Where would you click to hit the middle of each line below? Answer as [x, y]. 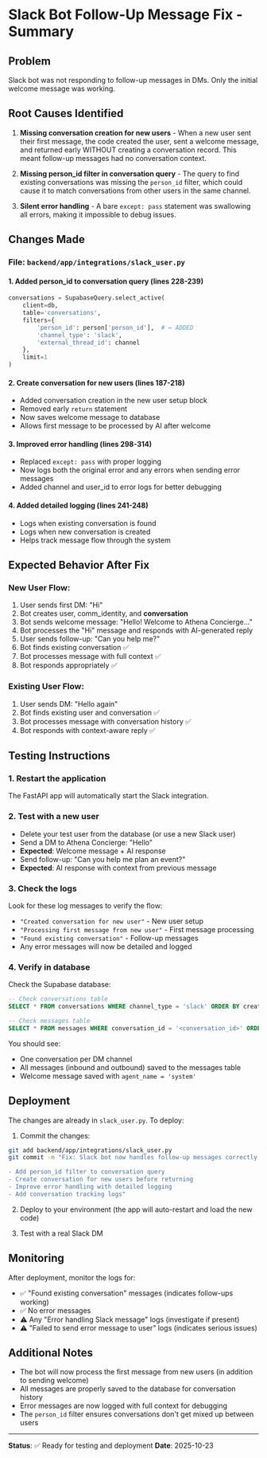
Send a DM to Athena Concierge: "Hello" [86, 842]
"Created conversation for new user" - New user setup [112, 921]
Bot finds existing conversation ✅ [74, 648]
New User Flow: [39, 588]
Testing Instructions [59, 756]
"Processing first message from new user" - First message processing [137, 929]
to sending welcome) [54, 1381]
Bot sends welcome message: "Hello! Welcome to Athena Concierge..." [136, 622]
